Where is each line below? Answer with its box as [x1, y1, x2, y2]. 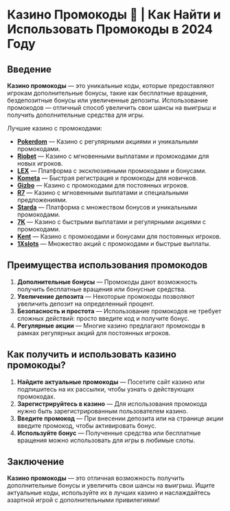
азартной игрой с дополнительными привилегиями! [7, 496, 160, 504]
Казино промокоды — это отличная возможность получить [7, 474, 185, 482]
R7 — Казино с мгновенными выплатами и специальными [16, 189, 189, 196]
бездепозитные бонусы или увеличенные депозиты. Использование [7, 96, 208, 104]
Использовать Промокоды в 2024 [7, 21, 213, 37]
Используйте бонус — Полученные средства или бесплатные [16, 429, 201, 437]
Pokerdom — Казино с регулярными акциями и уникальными [16, 137, 198, 146]
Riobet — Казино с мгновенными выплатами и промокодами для [16, 152, 209, 160]
